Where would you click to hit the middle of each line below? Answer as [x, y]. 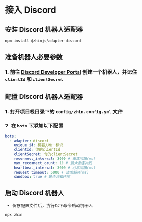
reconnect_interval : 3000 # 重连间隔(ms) [55, 159]
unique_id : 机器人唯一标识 [38, 145]
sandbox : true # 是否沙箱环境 [42, 177]
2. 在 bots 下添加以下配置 [34, 126]
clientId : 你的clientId [37, 150]
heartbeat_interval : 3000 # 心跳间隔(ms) [55, 168]
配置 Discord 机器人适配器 [44, 97]
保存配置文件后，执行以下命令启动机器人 [52, 206]
